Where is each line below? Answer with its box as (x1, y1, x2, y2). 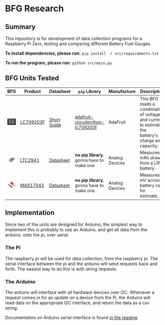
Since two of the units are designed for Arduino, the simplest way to (5, 222, 143, 228)
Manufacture (109, 89, 136, 94)
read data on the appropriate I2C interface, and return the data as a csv (5, 299, 150, 305)
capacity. (139, 143, 159, 148)
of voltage (139, 111, 161, 117)
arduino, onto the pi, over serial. (5, 232, 70, 238)
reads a (139, 101, 155, 107)
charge (139, 137, 154, 143)
